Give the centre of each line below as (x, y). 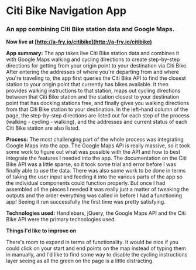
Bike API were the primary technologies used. (61, 220)
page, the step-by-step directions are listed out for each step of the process (98, 116)
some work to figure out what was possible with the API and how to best (93, 152)
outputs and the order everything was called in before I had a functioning (94, 195)
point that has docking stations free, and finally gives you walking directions (98, 103)
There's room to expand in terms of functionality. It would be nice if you (92, 242)
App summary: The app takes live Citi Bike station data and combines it (93, 53)
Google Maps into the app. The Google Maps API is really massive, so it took (98, 146)
